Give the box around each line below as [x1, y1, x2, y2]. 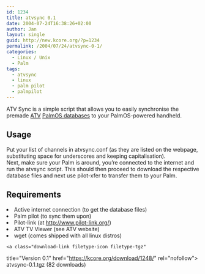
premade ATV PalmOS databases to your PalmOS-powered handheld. [6, 111, 182, 119]
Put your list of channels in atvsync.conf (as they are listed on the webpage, [6, 146, 198, 153]
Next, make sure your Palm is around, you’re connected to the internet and [6, 158, 195, 166]
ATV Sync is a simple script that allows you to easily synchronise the [6, 105, 179, 113]
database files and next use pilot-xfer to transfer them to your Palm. [6, 172, 177, 179]
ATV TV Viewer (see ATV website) [14, 225, 100, 232]
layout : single [6, 32, 45, 38]
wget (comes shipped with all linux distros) [14, 232, 122, 239]
